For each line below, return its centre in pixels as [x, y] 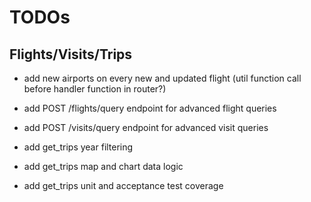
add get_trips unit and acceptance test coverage [123, 185]
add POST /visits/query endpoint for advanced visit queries [146, 127]
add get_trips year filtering [78, 147]
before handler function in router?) [95, 89]
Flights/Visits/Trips [71, 54]
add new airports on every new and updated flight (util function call [162, 78]
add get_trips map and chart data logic [103, 166]
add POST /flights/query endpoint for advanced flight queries [150, 108]
